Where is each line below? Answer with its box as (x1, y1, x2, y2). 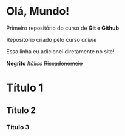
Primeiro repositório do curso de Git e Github (6, 24, 120, 32)
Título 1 (6, 81, 44, 95)
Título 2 (6, 105, 36, 115)
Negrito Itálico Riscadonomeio (6, 59, 83, 67)
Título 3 (6, 123, 30, 132)
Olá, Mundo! (6, 4, 70, 18)
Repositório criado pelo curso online (6, 36, 97, 43)
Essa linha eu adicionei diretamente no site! (6, 47, 115, 55)
